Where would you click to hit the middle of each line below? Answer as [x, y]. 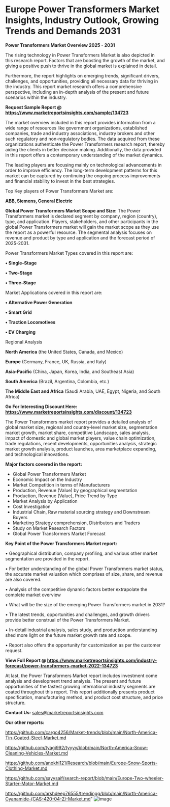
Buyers [20, 517]
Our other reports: [25, 722]
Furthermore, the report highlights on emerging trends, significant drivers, [82, 75]
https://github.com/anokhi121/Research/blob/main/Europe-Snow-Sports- [81, 763]
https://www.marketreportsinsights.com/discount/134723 [69, 412]
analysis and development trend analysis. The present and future [73, 681]
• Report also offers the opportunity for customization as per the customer [83, 645]
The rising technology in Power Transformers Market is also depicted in [80, 55]
